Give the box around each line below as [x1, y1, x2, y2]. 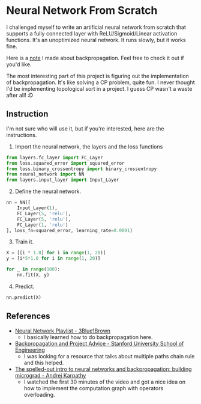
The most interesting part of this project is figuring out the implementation [6, 72, 189, 79]
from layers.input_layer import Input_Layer [6, 177, 119, 183]
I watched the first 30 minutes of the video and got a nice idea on [23, 378, 186, 385]
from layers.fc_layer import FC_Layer [6, 155, 103, 161]
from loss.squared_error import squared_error [6, 160, 125, 166]
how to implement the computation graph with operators [23, 384, 164, 391]
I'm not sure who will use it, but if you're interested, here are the [6, 124, 164, 132]
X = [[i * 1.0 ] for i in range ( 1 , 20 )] [6, 250, 106, 256]
